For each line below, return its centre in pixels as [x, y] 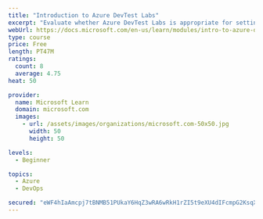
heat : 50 [22, 81]
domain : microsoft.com [52, 109]
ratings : [22, 59]
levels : [21, 153]
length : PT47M [31, 52]
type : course [29, 37]
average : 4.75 [38, 74]
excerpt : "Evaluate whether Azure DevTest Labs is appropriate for [121, 23]
